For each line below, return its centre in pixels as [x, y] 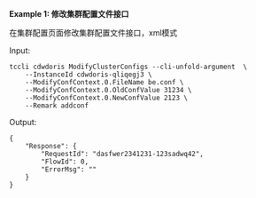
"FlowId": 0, [65, 162]
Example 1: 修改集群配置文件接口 [69, 14]
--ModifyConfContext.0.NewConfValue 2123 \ [107, 98]
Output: [23, 122]
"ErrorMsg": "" [69, 170]
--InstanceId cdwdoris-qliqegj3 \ [89, 75]
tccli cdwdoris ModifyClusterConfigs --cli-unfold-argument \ [128, 67]
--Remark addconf [57, 106]
